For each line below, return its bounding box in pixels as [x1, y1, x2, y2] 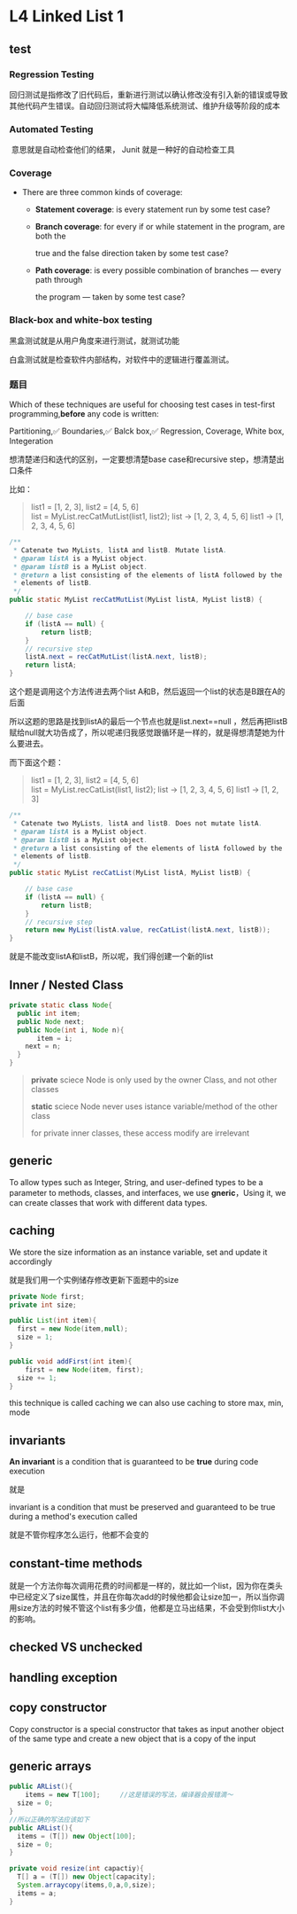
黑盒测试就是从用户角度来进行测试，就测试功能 [9, 335, 179, 346]
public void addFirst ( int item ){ [9, 1356, 133, 1366]
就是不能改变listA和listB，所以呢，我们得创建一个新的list [9, 951, 214, 962]
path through [34, 275, 83, 285]
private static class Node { [9, 1001, 113, 1010]
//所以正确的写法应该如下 [9, 1815, 90, 1824]
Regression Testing [9, 68, 95, 81]
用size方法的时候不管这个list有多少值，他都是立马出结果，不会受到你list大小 [9, 1603, 285, 1613]
